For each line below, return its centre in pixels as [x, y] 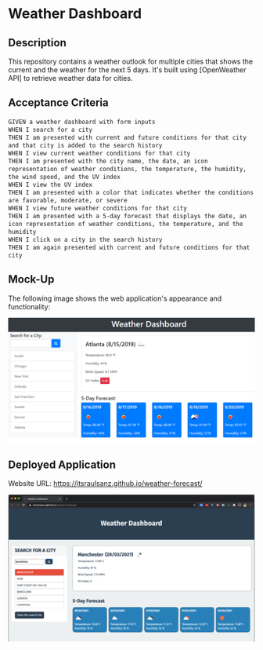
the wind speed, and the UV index [65, 177]
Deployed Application [62, 464]
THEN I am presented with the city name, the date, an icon [108, 161]
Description [37, 43]
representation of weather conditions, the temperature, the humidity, [127, 169]
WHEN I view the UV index [50, 184]
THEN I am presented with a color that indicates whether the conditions [131, 192]
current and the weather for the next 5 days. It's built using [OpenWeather [127, 70]
